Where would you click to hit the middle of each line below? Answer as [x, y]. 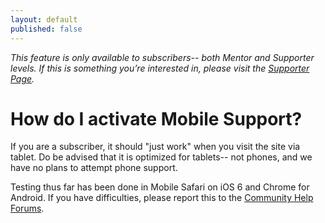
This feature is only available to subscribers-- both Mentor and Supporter [162, 57]
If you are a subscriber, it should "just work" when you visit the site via [155, 147]
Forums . [27, 208]
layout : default [44, 19]
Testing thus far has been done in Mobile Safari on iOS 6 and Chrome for [160, 187]
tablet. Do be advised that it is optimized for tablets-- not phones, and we [161, 157]
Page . [22, 78]
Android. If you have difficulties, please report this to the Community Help [162, 198]
